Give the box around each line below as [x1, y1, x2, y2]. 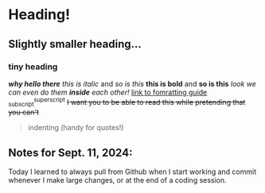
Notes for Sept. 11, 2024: [8, 145, 133, 160]
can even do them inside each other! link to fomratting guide [8, 87, 208, 97]
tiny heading [8, 61, 58, 72]
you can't [8, 107, 40, 117]
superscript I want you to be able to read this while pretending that [33, 95, 246, 106]
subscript [8, 101, 34, 109]
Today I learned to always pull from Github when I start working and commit [8, 167, 257, 176]
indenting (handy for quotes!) [27, 123, 124, 133]
